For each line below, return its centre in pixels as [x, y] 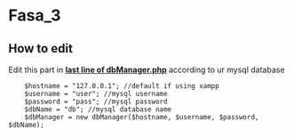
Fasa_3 [35, 16]
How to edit [40, 49]
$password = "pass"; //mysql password [96, 101]
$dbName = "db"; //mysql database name [98, 110]
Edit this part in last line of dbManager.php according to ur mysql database [147, 69]
